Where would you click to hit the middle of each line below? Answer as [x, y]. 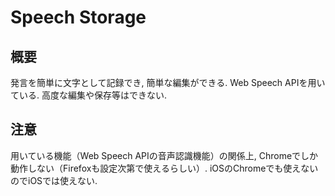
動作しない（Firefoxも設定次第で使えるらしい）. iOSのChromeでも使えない [164, 168]
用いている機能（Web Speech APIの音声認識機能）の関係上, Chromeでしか [164, 155]
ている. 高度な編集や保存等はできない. [89, 95]
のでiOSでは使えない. [54, 180]
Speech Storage [78, 17]
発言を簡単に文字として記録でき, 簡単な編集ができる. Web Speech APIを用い [168, 82]
